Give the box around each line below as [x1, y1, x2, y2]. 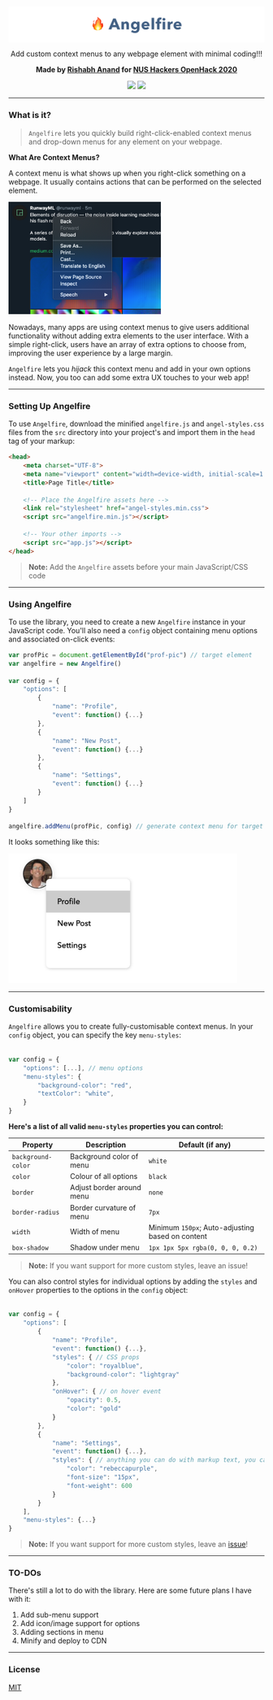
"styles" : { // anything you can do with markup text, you [51, 1456, 256, 1464]
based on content [148, 1231, 207, 1241]
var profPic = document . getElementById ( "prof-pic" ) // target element [8, 650, 253, 659]
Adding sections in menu [19, 1628, 104, 1637]
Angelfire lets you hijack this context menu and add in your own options [8, 363, 251, 373]
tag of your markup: [8, 437, 76, 446]
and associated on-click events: [8, 634, 115, 644]
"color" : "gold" [66, 1405, 122, 1413]
